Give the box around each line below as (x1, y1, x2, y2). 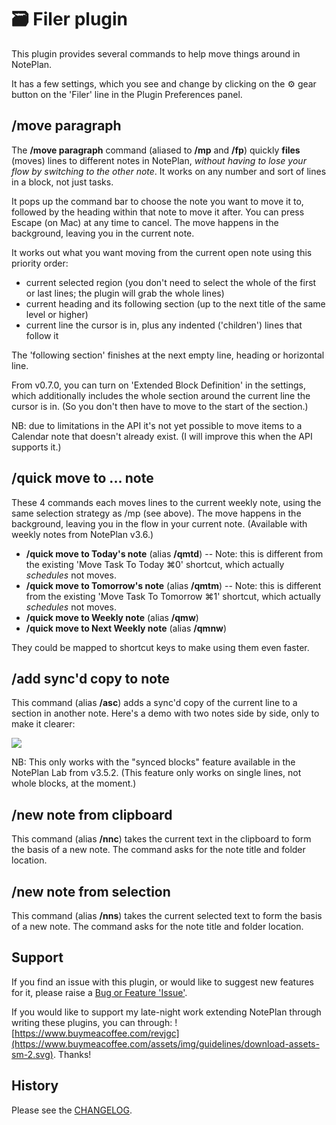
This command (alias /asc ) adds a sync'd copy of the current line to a (11, 697, 298, 709)
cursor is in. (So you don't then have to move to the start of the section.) (11, 400, 309, 412)
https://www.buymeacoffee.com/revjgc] (14, 1027, 180, 1039)
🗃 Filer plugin (11, 8, 129, 31)
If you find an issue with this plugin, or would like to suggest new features (11, 976, 315, 988)
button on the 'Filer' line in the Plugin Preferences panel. (11, 88, 243, 100)
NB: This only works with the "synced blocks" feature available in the (11, 756, 296, 768)
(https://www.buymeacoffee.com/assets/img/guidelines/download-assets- (11, 1037, 320, 1050)
